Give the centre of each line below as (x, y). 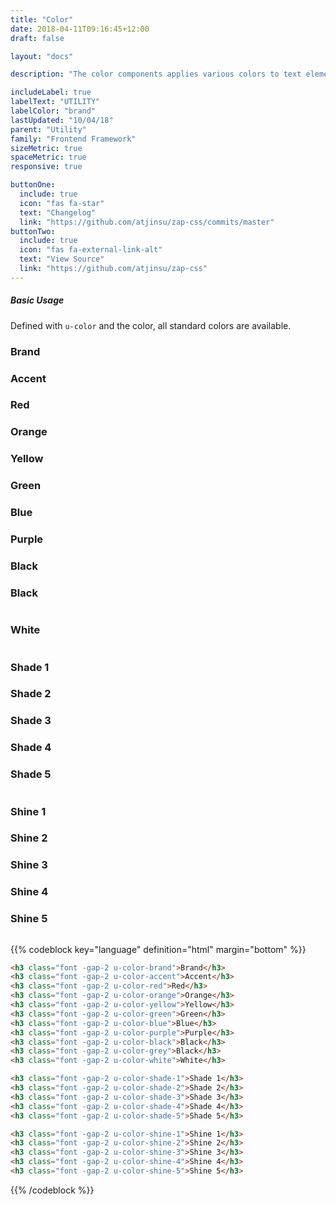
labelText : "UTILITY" (55, 102)
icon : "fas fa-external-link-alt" (91, 250)
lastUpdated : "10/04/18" (62, 120)
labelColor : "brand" (53, 111)
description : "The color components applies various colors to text (156, 74)
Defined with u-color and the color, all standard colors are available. (151, 325)
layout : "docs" (42, 56)
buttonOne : (33, 185)
